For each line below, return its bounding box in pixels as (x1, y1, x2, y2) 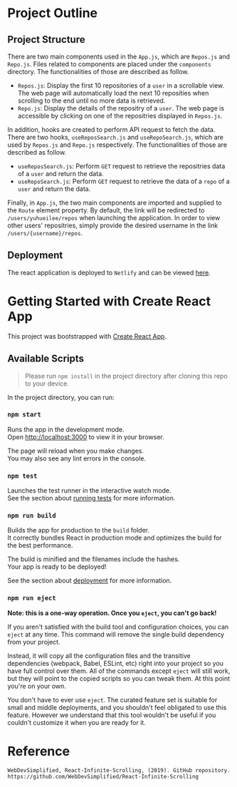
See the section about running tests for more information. (7, 494, 176, 503)
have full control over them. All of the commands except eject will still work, (7, 667, 231, 675)
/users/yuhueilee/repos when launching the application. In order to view (7, 214, 221, 222)
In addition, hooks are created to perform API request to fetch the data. (7, 125, 216, 133)
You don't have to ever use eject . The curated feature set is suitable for (7, 695, 218, 704)
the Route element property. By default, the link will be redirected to (7, 206, 205, 215)
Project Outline (7, 5, 98, 21)
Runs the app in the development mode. (7, 425, 125, 433)
